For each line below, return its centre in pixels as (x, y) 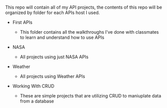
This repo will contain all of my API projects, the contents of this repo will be (83, 7)
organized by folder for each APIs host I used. (53, 13)
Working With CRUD (33, 86)
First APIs (22, 22)
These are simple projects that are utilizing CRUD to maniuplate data (91, 96)
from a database (37, 101)
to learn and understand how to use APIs (62, 37)
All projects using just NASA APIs (54, 57)
